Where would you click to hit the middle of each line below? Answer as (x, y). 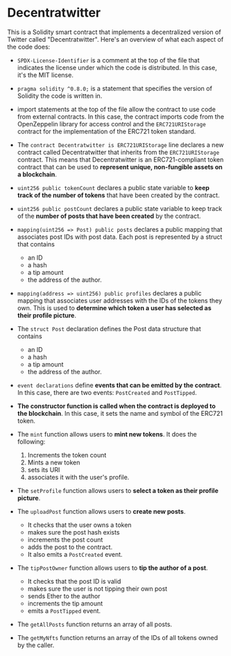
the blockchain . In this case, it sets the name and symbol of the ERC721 (120, 413)
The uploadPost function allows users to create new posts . (101, 511)
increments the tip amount (65, 603)
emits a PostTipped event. (64, 611)
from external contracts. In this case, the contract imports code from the (120, 117)
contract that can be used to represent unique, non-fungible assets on (120, 167)
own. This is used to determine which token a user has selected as (114, 308)
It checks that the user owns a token (79, 525)
